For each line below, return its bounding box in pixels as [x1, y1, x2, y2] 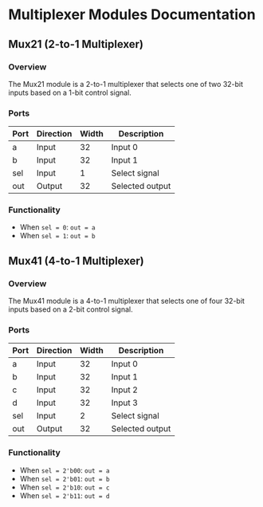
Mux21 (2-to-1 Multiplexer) [8, 37, 144, 51]
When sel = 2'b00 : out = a [19, 465, 110, 475]
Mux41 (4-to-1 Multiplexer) [8, 253, 145, 268]
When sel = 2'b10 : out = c [19, 482, 110, 492]
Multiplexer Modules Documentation [8, 6, 257, 24]
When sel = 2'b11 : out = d [19, 490, 110, 500]
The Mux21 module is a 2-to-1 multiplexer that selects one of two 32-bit [8, 79, 244, 88]
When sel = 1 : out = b [19, 231, 96, 241]
